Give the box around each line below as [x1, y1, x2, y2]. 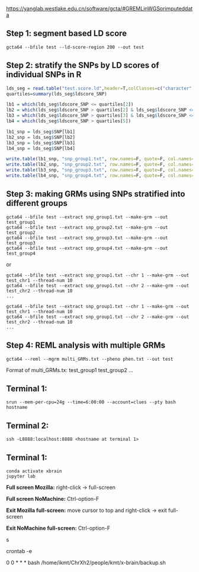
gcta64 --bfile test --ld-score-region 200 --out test [6, 44, 145, 50]
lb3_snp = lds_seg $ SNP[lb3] [6, 139, 76, 146]
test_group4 [6, 250, 36, 256]
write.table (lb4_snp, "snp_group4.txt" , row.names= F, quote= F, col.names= [6, 173, 195, 179]
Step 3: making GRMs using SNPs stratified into [6, 189, 185, 199]
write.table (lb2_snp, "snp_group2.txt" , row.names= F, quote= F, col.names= [6, 161, 195, 168]
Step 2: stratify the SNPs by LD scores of [6, 61, 159, 71]
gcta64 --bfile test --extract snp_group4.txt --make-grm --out [6, 245, 168, 251]
